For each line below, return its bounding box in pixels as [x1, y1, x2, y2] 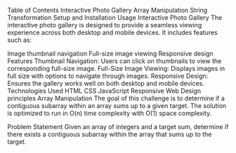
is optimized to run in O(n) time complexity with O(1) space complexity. [7, 109, 212, 117]
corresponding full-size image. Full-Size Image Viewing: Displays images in [7, 65, 225, 72]
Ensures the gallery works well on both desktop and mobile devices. [7, 79, 205, 87]
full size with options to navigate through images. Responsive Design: [7, 72, 209, 80]
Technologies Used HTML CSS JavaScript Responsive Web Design [7, 87, 202, 95]
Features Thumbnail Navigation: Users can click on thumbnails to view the [7, 57, 222, 65]
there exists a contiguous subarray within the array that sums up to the [7, 130, 212, 138]
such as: [7, 36, 32, 44]
